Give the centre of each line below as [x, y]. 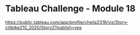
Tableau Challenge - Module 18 [70, 9]
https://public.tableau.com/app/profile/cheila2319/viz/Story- [67, 22]
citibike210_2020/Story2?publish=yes [43, 27]
